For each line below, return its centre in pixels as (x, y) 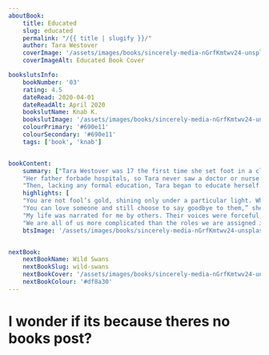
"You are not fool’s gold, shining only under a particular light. (137, 201)
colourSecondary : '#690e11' (69, 135)
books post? (50, 338)
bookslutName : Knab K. (60, 112)
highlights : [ (46, 193)
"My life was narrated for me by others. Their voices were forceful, (143, 216)
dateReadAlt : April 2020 (64, 105)
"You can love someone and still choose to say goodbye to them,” (136, 208)
